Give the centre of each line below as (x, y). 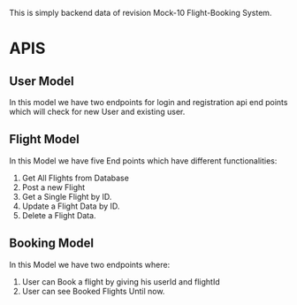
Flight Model (44, 139)
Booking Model (52, 244)
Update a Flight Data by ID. (71, 206)
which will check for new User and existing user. (97, 111)
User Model (42, 81)
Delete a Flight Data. (59, 215)
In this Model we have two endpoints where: (90, 264)
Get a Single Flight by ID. (67, 196)
